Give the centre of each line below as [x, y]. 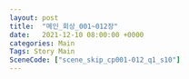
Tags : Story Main [42, 52]
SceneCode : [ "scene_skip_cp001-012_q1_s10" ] [95, 60]
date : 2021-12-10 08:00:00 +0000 [77, 35]
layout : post [34, 18]
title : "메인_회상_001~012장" [64, 26]
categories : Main [42, 43]
